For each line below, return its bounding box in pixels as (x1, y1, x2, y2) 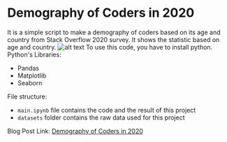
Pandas (17, 64, 40, 72)
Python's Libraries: (7, 50, 61, 59)
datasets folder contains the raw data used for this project (17, 113, 185, 122)
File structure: (7, 92, 47, 101)
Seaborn (17, 78, 43, 87)
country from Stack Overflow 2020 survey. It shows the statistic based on (7, 35, 220, 43)
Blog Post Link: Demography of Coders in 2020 (7, 127, 143, 135)
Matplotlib (17, 71, 47, 80)
